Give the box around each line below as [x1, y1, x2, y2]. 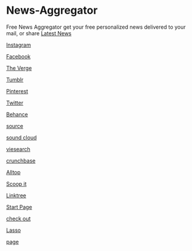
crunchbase [6, 157, 36, 164]
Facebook [6, 53, 31, 60]
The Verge [6, 64, 32, 72]
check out [6, 215, 31, 222]
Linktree [6, 192, 27, 199]
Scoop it [6, 180, 27, 187]
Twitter [6, 99, 24, 106]
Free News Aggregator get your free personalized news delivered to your [6, 23, 186, 30]
